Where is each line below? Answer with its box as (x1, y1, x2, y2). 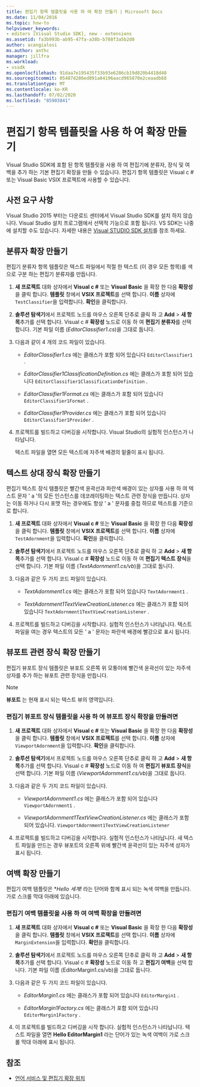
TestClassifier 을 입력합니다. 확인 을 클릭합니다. (14, 298, 128, 305)
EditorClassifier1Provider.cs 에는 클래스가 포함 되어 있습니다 (23, 410, 167, 417)
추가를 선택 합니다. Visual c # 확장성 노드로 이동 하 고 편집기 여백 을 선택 (20, 959, 187, 966)
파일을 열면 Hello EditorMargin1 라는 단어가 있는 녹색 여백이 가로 (26, 1031, 179, 1038)
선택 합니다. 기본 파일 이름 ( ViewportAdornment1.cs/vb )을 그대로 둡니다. (14, 770, 186, 777)
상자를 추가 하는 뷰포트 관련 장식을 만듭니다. (6, 671, 109, 678)
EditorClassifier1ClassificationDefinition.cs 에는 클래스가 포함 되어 (23, 370, 183, 377)
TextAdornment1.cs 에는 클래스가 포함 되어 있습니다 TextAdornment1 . (23, 588, 188, 595)
